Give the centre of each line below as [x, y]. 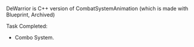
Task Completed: [27, 26]
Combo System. [34, 37]
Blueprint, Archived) [31, 15]
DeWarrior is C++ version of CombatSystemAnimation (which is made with [97, 9]
